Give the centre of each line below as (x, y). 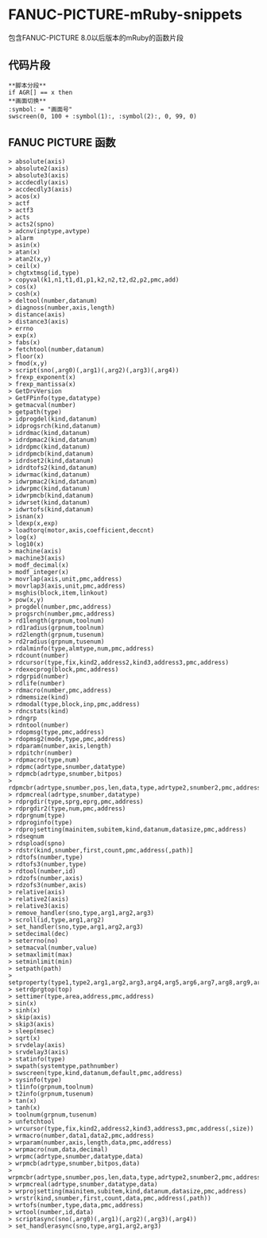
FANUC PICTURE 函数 (62, 143)
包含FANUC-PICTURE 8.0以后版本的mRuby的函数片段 (96, 37)
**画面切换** (27, 101)
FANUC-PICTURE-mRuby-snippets (125, 15)
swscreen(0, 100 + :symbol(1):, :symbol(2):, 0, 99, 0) (103, 116)
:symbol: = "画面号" (41, 109)
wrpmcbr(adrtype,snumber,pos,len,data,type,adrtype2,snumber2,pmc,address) (136, 1177)
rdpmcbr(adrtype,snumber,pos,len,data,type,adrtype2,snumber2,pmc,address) (136, 788)
